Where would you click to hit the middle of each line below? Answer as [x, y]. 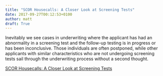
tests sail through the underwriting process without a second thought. [77, 59]
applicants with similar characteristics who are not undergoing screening [80, 54]
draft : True [17, 24]
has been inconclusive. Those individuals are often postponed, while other [81, 48]
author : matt [19, 19]
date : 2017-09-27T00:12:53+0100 [39, 14]
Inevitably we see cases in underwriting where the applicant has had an [79, 38]
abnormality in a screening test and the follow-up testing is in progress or [81, 43]
